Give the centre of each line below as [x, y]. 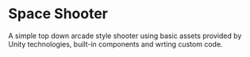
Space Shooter [58, 14]
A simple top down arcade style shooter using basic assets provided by [125, 36]
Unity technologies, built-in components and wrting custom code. [116, 44]
